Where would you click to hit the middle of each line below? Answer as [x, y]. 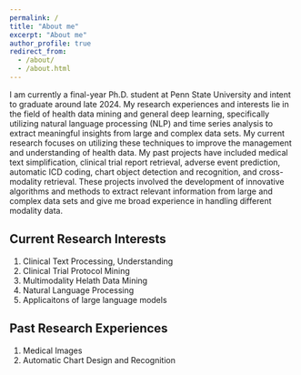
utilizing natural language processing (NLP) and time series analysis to [141, 123]
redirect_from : [38, 52]
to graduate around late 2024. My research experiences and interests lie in [149, 104]
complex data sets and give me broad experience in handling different [140, 200]
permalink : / [34, 18]
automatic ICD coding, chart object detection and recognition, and [133, 172]
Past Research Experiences [89, 329]
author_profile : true [50, 43]
